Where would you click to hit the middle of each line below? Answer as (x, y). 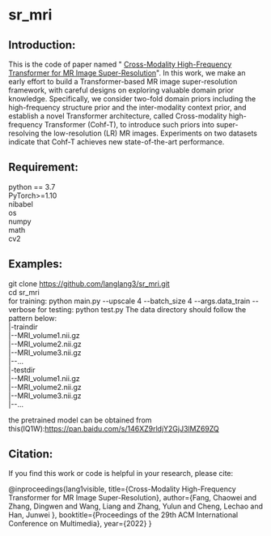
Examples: (36, 264)
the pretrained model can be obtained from (80, 420)
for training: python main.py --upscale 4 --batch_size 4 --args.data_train (129, 301)
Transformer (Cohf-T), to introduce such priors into (129, 124)
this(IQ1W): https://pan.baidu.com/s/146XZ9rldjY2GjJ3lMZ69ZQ (114, 428)
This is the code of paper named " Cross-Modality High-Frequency (120, 64)
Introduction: (42, 45)
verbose (22, 309)
